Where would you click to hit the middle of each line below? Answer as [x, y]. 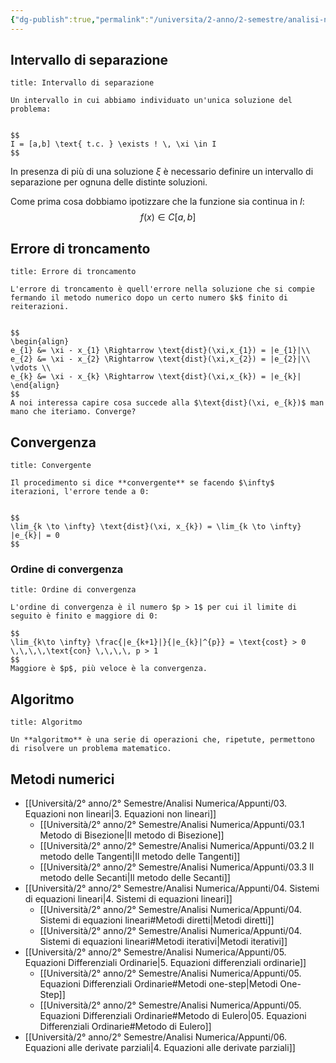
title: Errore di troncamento [73, 272]
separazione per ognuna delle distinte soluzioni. [109, 182]
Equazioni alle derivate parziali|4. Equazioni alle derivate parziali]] [160, 1047]
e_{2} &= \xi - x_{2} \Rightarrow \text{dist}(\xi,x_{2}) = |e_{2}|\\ [160, 359]
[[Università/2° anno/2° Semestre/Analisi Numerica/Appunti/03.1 [172, 824]
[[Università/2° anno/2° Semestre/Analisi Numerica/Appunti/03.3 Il [177, 867]
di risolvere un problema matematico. [91, 749]
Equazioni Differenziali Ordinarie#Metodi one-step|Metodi [158, 983]
